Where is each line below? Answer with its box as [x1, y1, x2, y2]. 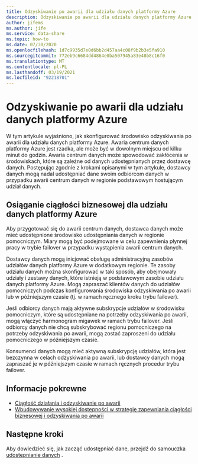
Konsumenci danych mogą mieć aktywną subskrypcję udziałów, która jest [6, 347, 186, 354]
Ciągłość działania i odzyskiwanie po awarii [14, 399, 121, 407]
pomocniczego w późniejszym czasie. [6, 336, 99, 343]
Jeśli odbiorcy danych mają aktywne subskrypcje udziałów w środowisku [6, 305, 185, 312]
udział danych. [6, 183, 42, 190]
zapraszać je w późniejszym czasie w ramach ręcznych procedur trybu [6, 360, 180, 367]
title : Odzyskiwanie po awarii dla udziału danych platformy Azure [6, 8, 176, 15]
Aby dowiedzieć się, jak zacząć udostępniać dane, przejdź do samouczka [6, 445, 186, 452]
